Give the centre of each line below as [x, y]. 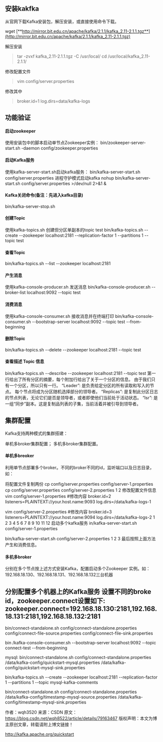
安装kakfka [22, 9]
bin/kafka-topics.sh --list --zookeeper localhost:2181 [58, 264]
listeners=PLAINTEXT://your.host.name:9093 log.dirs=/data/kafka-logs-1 [78, 502]
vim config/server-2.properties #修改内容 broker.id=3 [58, 512]
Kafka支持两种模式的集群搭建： [36, 433]
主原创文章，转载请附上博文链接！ [39, 724]
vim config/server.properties [45, 81]
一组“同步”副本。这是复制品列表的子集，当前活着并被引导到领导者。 [73, 404]
